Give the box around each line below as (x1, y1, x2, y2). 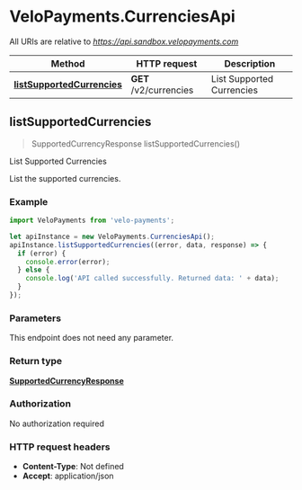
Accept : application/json (22, 470, 114, 482)
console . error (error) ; (25, 257, 111, 266)
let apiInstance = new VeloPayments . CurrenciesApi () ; (9, 232, 216, 241)
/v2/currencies (130, 84, 194, 96)
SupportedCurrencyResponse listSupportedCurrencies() (31, 138, 241, 149)
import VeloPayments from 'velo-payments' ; (9, 216, 175, 226)
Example (9, 195, 49, 208)
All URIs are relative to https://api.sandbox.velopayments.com (9, 36, 239, 47)
